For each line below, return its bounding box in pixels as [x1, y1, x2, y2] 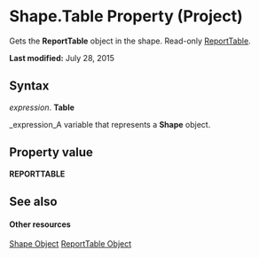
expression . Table [9, 102, 75, 113]
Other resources [9, 219, 71, 230]
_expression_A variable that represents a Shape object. [9, 119, 211, 129]
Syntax [9, 78, 50, 94]
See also [9, 193, 58, 209]
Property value [9, 145, 93, 160]
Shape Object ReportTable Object [9, 238, 132, 249]
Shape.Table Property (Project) [9, 6, 244, 27]
